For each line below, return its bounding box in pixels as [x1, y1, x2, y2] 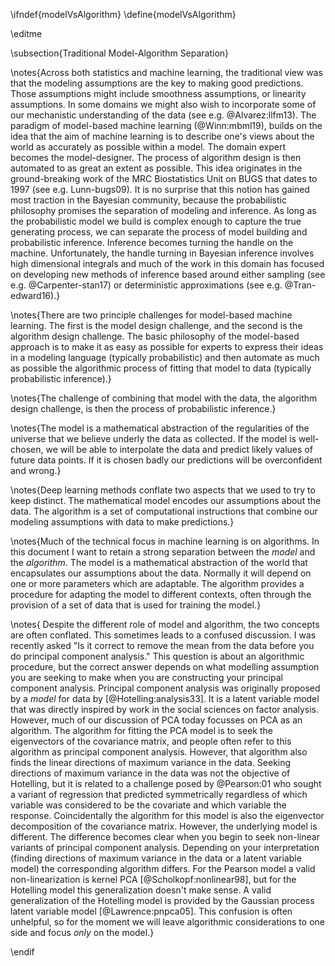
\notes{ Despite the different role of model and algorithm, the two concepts [10, 619, 320, 630]
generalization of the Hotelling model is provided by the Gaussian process [10, 895, 315, 906]
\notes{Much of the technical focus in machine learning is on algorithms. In [10, 535, 320, 547]
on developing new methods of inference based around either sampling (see [10, 269, 326, 280]
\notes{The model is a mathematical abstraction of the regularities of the [10, 422, 310, 434]
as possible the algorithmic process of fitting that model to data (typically [10, 362, 312, 374]
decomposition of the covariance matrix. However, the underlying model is [10, 820, 318, 832]
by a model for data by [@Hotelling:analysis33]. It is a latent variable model [10, 693, 320, 704]
